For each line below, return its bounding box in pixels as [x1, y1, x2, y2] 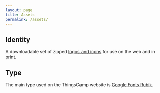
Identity [5, 35, 30, 44]
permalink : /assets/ [5, 17, 49, 22]
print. [5, 54, 17, 60]
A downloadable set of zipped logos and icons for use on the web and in [5, 49, 155, 55]
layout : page [5, 7, 33, 13]
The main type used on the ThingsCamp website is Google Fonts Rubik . [5, 82, 153, 88]
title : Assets [5, 12, 35, 17]
